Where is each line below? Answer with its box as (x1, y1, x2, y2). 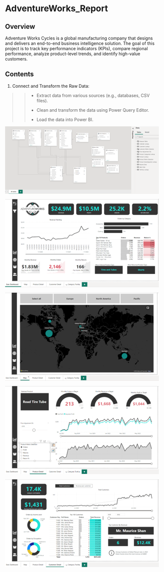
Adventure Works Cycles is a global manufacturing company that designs (5, 35, 153, 41)
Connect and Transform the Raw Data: (12, 83, 89, 89)
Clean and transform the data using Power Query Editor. (36, 107, 149, 113)
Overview (5, 22, 36, 31)
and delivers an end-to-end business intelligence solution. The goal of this (5, 40, 155, 46)
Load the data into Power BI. (36, 117, 94, 122)
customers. (5, 56, 28, 61)
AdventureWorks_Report (5, 3, 108, 14)
